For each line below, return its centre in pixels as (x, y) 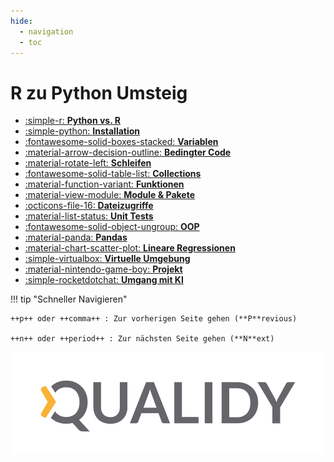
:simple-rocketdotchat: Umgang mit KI (104, 280)
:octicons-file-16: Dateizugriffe (89, 206)
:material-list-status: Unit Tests (89, 216)
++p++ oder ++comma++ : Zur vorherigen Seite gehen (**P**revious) (154, 319)
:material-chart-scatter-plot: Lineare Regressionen (130, 248)
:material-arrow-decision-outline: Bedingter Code (128, 152)
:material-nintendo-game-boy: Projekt (103, 269)
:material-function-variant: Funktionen (104, 184)
